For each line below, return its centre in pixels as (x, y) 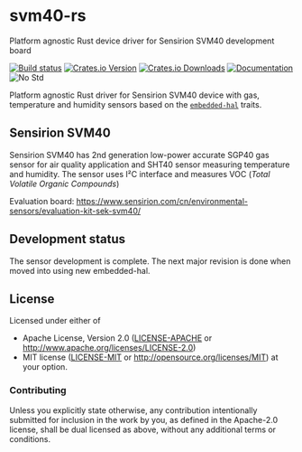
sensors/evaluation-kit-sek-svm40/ (75, 211)
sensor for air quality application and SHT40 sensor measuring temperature (150, 165)
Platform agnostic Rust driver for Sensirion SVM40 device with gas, (134, 95)
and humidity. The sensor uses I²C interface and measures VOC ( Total (140, 174)
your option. (45, 367)
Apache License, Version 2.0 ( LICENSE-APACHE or (117, 338)
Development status (68, 239)
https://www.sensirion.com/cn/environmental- (162, 201)
